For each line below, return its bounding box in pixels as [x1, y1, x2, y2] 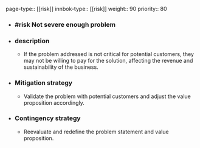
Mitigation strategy [14, 79, 73, 87]
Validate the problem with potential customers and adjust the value [23, 93, 191, 100]
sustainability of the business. [23, 63, 98, 71]
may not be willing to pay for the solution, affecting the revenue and [23, 57, 193, 65]
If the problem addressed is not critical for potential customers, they [23, 51, 194, 58]
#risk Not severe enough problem [14, 20, 116, 29]
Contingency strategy [14, 114, 81, 122]
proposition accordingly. [23, 99, 84, 106]
